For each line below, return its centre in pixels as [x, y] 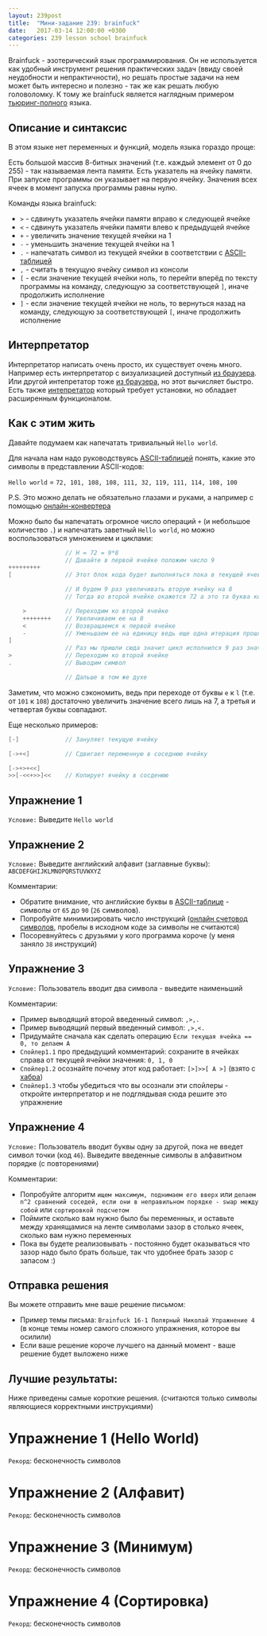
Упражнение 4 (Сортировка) [108, 1601]
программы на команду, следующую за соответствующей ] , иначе [134, 287]
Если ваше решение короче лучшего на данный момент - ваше [128, 1345]
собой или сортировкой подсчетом [74, 1209]
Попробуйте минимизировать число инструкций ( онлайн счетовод [133, 918]
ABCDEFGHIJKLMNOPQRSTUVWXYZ [55, 871]
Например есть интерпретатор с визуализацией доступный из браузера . [132, 373]
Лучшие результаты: [63, 1379]
